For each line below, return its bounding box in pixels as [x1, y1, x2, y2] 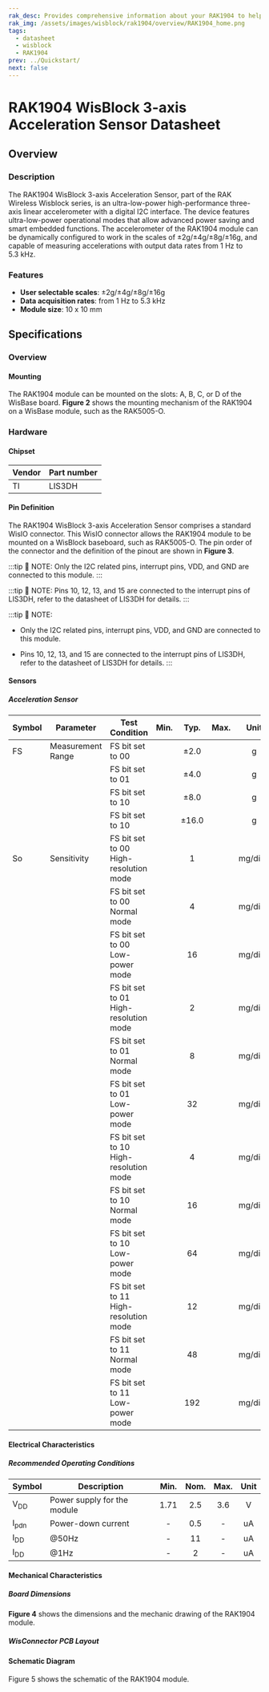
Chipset [8, 446, 35, 455]
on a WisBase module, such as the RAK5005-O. [8, 407, 166, 416]
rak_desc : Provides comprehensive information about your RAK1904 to [8, 11, 246, 20]
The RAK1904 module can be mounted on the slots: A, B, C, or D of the [8, 390, 242, 399]
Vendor [12, 467, 42, 478]
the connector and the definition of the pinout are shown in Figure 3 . [8, 546, 235, 556]
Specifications [8, 328, 82, 342]
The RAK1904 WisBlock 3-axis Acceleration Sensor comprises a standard [8, 520, 251, 530]
